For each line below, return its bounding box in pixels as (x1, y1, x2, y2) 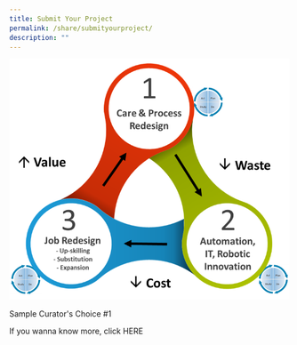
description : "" (9, 33, 69, 42)
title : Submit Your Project (9, 14, 114, 23)
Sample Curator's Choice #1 (9, 309, 112, 319)
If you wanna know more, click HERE (9, 325, 144, 337)
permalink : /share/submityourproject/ (9, 23, 153, 33)
